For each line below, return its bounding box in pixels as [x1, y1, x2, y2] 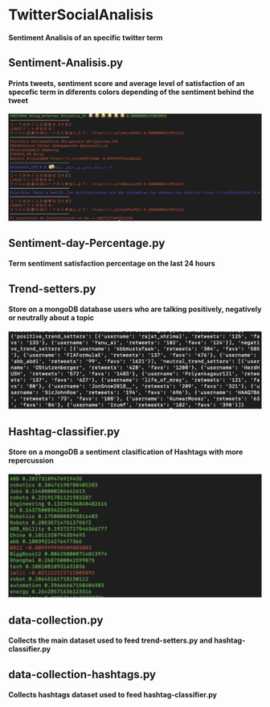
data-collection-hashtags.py [8, 668, 157, 681]
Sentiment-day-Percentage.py [8, 236, 166, 250]
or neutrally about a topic [8, 313, 95, 323]
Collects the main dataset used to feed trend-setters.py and [8, 635, 213, 645]
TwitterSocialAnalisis [8, 6, 154, 24]
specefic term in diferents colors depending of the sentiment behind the [8, 87, 255, 97]
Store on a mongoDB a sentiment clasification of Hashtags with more [8, 447, 243, 457]
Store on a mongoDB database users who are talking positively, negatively [8, 304, 262, 314]
